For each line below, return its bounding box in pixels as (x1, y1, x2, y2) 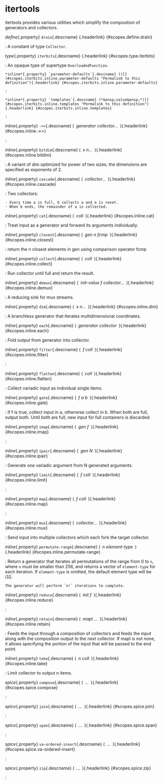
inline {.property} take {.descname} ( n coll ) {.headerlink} (5, 655, 119, 661)
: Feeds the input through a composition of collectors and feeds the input (5, 630, 152, 636)
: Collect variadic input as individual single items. (5, 385, 103, 391)
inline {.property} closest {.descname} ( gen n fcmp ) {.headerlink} (5, 232, 138, 237)
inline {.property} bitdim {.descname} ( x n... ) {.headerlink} (5, 147, 123, 153)
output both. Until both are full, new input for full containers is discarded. (5, 414, 151, 420)
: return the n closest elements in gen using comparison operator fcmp (5, 246, 147, 252)
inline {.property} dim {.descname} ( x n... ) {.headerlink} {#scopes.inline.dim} (5, 303, 158, 309)
